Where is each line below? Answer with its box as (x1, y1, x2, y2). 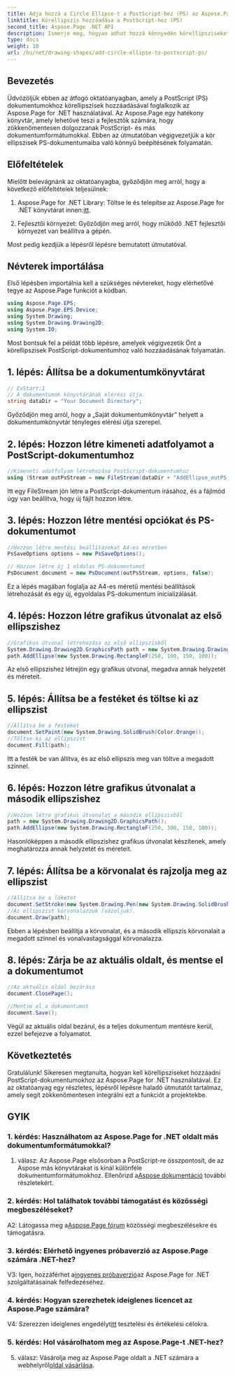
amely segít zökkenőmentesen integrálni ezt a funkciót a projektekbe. (7, 1091, 208, 1099)
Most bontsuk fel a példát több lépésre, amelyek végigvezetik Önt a (7, 339, 201, 347)
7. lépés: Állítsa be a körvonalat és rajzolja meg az (7, 865, 227, 877)
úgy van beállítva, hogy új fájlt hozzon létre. (7, 494, 133, 502)
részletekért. (17, 1179, 54, 1187)
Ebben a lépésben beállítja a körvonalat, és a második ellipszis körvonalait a (7, 926, 226, 935)
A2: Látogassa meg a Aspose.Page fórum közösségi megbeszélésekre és (7, 1221, 218, 1229)
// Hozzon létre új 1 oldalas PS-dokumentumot (7, 563, 145, 570)
